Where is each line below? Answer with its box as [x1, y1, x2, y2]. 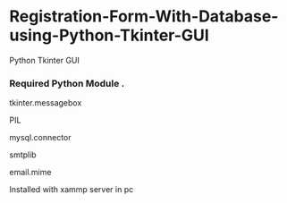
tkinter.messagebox [9, 97, 82, 108]
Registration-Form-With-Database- [9, 6, 279, 27]
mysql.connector [9, 132, 72, 143]
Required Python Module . [9, 77, 125, 89]
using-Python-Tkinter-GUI [9, 25, 210, 46]
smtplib [9, 149, 38, 160]
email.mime [9, 167, 52, 178]
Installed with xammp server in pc [9, 184, 134, 195]
